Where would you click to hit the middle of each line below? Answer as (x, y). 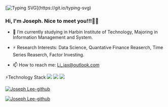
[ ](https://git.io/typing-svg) (48, 8)
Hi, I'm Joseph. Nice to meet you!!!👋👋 (52, 21)
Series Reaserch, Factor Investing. (48, 55)
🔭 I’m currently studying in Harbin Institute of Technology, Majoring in (85, 32)
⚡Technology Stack (26, 77)
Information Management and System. (53, 38)
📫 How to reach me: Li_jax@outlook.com (56, 65)
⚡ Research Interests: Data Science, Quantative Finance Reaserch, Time (88, 48)
